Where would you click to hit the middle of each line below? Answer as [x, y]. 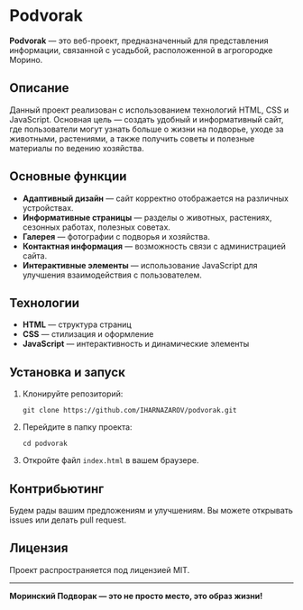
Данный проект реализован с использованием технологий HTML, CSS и [149, 110]
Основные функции [68, 177]
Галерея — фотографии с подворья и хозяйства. [116, 236]
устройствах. [48, 207]
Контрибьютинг [57, 489]
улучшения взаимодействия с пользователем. [112, 275]
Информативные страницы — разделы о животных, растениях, [147, 217]
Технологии [44, 303]
